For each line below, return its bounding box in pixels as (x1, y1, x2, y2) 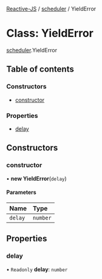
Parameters (6, 188, 36, 196)
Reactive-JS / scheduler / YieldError (6, 5, 97, 12)
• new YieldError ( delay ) (6, 174, 67, 182)
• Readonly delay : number (6, 266, 68, 273)
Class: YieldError (6, 27, 94, 40)
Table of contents (6, 64, 74, 75)
